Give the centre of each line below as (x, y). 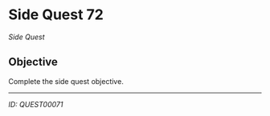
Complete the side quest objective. (66, 81)
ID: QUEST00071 (36, 104)
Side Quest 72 (56, 15)
